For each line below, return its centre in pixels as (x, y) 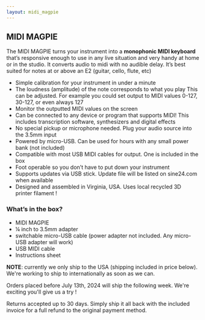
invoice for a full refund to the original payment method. (76, 310)
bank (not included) (40, 148)
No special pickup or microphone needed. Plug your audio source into (103, 128)
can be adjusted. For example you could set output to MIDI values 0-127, (106, 96)
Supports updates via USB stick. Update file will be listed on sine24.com (106, 174)
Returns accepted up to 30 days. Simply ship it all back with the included (98, 303)
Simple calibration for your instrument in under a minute (85, 83)
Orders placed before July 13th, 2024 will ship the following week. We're (98, 285)
